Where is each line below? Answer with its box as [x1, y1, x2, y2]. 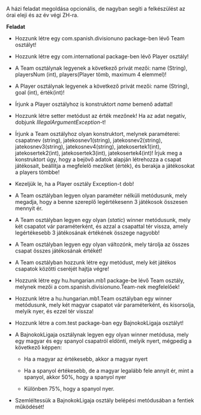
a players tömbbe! [14, 168, 60, 176]
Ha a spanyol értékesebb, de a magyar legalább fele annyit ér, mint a [23, 367, 194, 374]
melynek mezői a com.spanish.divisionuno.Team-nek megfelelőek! [14, 283, 180, 290]
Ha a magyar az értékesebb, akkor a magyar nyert [23, 355, 148, 363]
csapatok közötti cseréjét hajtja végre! [14, 265, 109, 272]
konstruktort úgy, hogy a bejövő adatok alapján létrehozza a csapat [14, 156, 182, 163]
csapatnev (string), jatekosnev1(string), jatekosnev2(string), [14, 137, 163, 144]
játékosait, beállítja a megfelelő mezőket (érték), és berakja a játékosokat [14, 162, 195, 169]
